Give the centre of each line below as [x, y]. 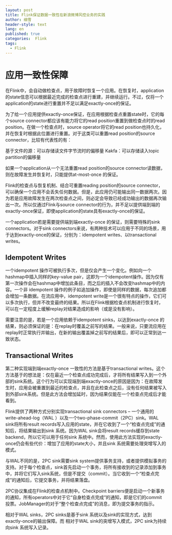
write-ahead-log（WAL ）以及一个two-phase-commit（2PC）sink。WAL [82, 418]
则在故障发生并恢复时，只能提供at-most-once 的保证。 [63, 174]
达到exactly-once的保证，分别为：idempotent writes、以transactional [83, 234]
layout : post [19, 10]
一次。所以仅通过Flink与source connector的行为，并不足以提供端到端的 [85, 204]
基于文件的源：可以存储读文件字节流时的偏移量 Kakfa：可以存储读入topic [82, 151]
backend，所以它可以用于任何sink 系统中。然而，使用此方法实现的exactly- [84, 437]
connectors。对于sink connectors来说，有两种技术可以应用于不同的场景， [83, 228]
